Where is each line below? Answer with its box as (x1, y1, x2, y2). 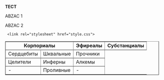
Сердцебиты (8, 50, 38, 57)
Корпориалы (23, 42, 55, 49)
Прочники (76, 50, 100, 57)
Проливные (43, 67, 71, 73)
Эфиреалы (76, 42, 102, 49)
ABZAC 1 (5, 13, 23, 19)
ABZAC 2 (5, 23, 23, 28)
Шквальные (43, 50, 71, 57)
